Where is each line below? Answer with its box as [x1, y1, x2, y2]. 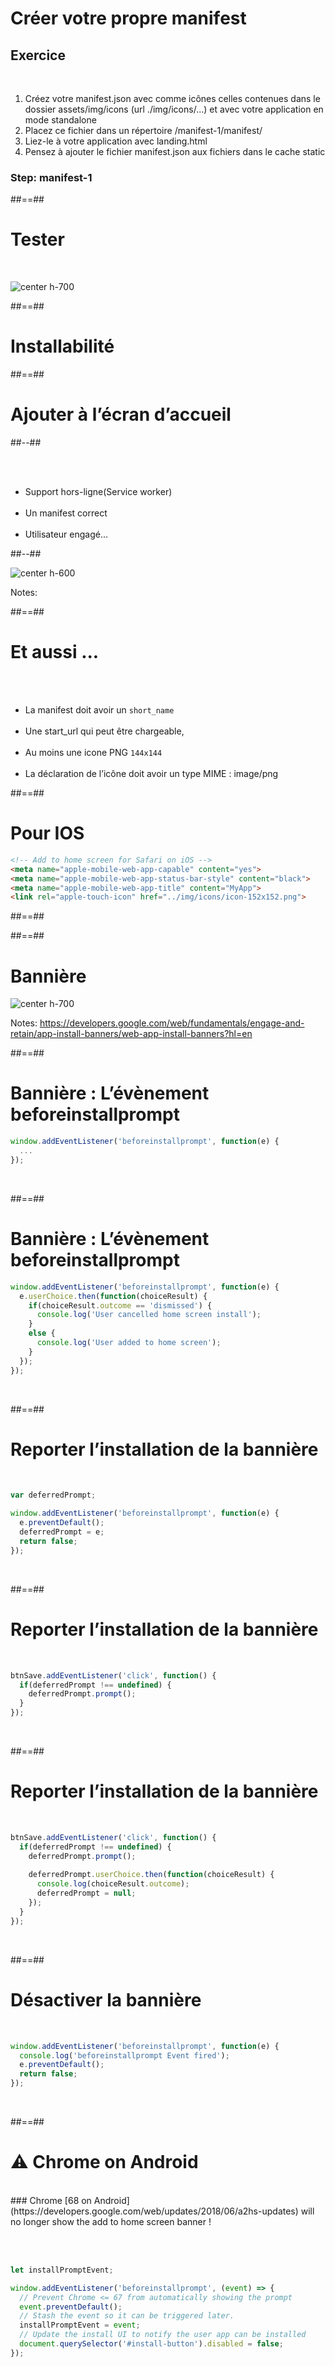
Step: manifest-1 [10, 170, 93, 184]
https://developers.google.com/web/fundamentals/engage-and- [39, 1017, 305, 1029]
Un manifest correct [24, 507, 108, 519]
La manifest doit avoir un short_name [24, 704, 175, 716]
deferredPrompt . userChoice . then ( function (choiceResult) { [28, 1870, 275, 1880]
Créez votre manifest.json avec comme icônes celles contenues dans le [24, 93, 321, 104]
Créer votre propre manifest [10, 7, 247, 30]
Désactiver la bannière [10, 1988, 202, 2011]
